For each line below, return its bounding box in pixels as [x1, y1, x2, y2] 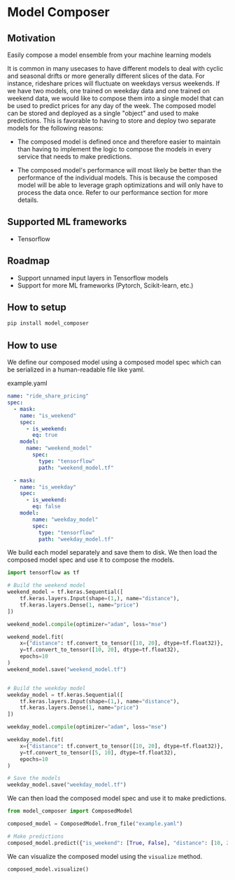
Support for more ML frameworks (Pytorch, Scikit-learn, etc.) [17, 281, 194, 290]
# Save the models [7, 775, 61, 782]
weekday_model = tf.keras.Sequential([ [7, 691, 124, 698]
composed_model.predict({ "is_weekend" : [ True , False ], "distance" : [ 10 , [7, 839, 224, 846]
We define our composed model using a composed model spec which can [7, 358, 222, 367]
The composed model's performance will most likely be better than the [17, 166, 222, 174]
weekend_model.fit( [7, 633, 64, 640]
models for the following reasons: [7, 124, 104, 132]
